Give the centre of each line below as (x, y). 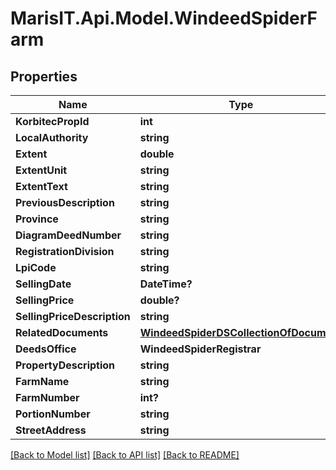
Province (37, 219)
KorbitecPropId (52, 121)
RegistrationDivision (65, 251)
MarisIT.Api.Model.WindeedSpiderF (164, 18)
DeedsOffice (46, 349)
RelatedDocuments (62, 332)
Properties (44, 76)
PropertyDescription (65, 365)
